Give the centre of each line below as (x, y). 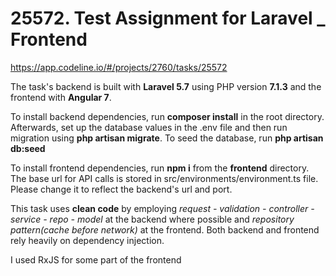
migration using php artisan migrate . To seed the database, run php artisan (167, 138)
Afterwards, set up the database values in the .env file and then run (149, 127)
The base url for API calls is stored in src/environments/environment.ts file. (164, 178)
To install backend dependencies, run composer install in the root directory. (167, 116)
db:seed (28, 148)
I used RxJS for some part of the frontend (96, 259)
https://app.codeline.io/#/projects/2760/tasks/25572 (119, 67)
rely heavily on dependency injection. (87, 240)
